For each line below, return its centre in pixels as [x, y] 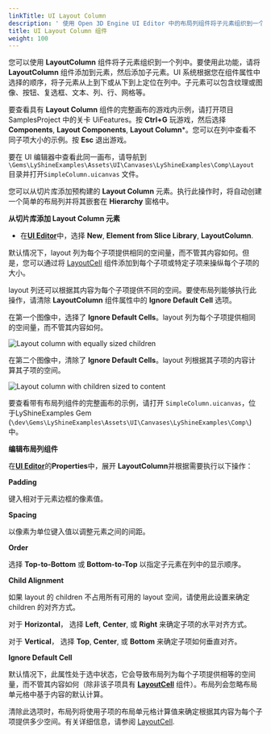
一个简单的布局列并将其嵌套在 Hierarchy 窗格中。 [91, 202]
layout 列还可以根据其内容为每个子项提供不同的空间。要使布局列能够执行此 [132, 290]
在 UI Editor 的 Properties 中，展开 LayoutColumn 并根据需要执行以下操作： [131, 466]
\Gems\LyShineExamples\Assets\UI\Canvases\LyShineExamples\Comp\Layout [131, 165]
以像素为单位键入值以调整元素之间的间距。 [79, 532]
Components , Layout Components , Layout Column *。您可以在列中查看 [129, 130]
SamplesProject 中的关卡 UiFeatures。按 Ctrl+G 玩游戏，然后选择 [117, 120]
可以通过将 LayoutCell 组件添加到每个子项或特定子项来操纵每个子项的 [144, 263]
